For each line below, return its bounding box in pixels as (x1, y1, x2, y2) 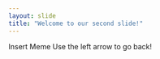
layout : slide (8, 11, 57, 20)
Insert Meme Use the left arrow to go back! (8, 41, 153, 51)
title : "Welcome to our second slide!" (8, 19, 144, 27)
